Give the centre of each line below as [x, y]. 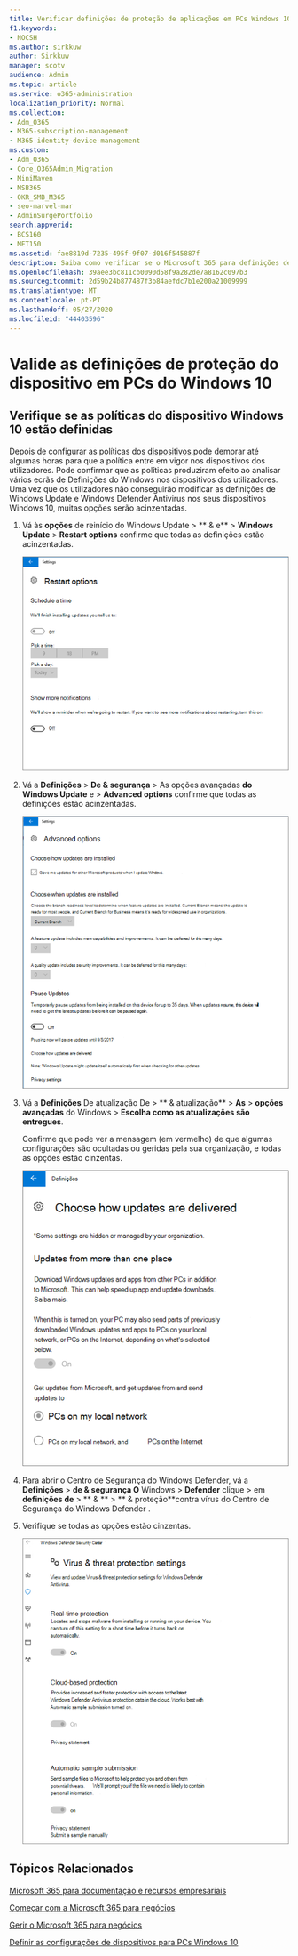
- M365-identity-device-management [75, 141]
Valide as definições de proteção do [144, 364]
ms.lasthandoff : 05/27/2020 [61, 310]
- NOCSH [24, 37]
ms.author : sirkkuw [45, 47]
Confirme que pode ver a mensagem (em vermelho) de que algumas [147, 1139]
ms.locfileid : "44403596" [57, 319]
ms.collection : [37, 113]
